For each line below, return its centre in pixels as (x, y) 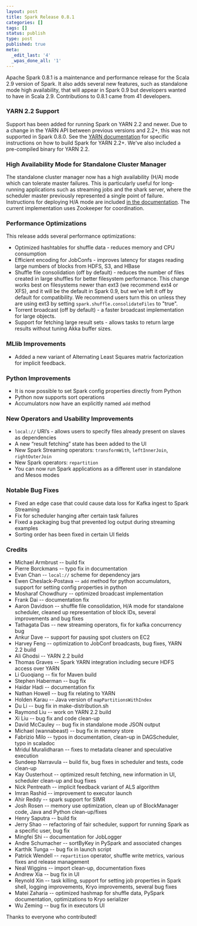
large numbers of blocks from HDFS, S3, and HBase (77, 266)
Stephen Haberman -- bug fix (50, 681)
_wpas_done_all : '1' (36, 60)
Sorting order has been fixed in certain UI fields (72, 534)
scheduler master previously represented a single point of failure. (85, 196)
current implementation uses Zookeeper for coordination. (75, 208)
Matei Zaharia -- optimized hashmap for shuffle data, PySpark (89, 893)
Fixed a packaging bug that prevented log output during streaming (95, 522)
